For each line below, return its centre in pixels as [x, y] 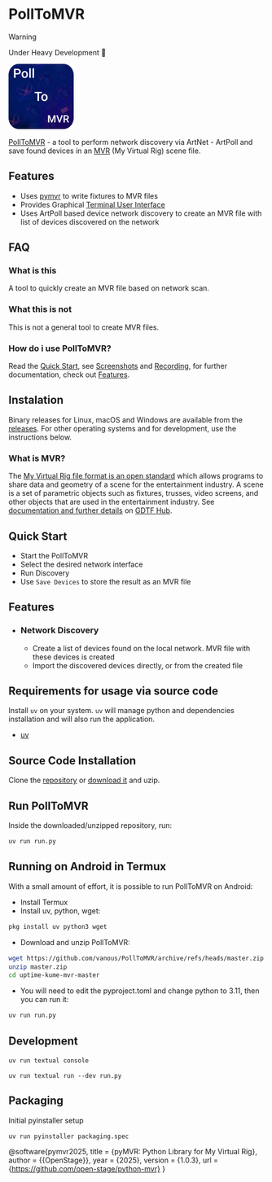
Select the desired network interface [81, 564]
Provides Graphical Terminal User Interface [92, 204]
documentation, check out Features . [69, 374]
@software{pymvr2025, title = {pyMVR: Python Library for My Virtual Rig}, [133, 1151]
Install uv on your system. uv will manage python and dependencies [121, 711]
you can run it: [44, 1000]
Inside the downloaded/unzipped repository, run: [90, 825]
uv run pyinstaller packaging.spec [69, 1136]
